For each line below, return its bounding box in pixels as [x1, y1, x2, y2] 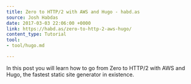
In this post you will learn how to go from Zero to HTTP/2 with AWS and [6, 64, 186, 71]
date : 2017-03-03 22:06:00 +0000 [6, 20, 91, 26]
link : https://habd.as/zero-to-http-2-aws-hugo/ [6, 25, 132, 32]
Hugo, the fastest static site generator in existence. [6, 71, 134, 78]
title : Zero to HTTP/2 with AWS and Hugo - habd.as [6, 8, 140, 15]
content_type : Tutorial [6, 31, 67, 37]
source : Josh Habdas [6, 15, 59, 21]
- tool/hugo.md [6, 43, 45, 49]
